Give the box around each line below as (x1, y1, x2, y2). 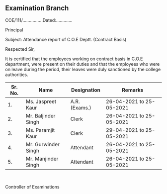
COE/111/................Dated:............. (5, 17, 73, 23)
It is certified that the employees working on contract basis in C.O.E (5, 56, 143, 62)
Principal (5, 27, 23, 33)
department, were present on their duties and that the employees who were (5, 61, 160, 67)
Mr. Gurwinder (25, 141, 60, 148)
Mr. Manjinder (25, 155, 59, 162)
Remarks (121, 87, 144, 94)
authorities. (5, 72, 28, 78)
